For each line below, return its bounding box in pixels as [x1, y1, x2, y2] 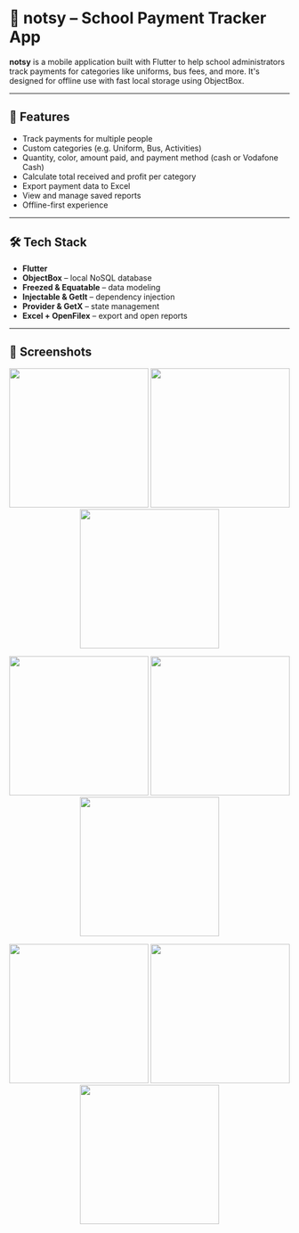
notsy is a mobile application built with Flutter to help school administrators [9, 56, 286, 67]
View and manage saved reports [21, 190, 141, 200]
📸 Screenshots [9, 344, 93, 359]
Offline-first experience [21, 200, 109, 210]
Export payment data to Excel [21, 180, 131, 191]
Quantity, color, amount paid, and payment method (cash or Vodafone [21, 151, 279, 163]
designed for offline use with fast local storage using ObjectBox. [9, 75, 245, 86]
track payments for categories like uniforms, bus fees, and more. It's [9, 66, 260, 77]
